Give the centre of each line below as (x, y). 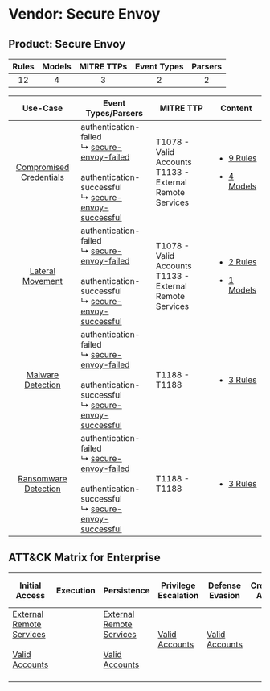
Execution (76, 590)
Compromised (43, 167)
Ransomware (43, 479)
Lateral (43, 271)
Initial (31, 585)
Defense (224, 585)
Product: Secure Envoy (67, 44)
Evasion (225, 595)
